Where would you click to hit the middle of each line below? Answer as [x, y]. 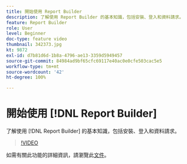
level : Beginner [26, 34]
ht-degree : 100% [26, 77]
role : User [19, 28]
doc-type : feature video [37, 39]
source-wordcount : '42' [35, 72]
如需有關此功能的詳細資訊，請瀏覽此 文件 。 [58, 155]
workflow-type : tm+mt [33, 66]
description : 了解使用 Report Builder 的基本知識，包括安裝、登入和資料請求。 [95, 17]
